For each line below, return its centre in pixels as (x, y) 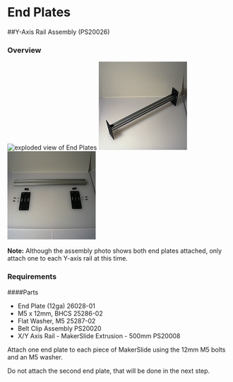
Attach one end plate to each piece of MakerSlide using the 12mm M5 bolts (116, 350)
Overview (24, 50)
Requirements (32, 277)
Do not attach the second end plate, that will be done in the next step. (109, 371)
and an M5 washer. (35, 357)
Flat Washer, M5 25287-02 (56, 321)
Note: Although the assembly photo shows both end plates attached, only (115, 251)
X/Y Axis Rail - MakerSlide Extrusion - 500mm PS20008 (99, 335)
